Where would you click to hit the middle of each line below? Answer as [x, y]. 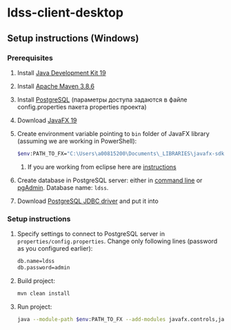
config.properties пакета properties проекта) [82, 107]
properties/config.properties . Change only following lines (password [117, 241]
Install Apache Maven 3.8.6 [56, 86]
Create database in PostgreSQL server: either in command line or [110, 180]
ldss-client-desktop [66, 13]
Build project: [36, 280]
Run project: [34, 307]
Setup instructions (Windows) [73, 38]
